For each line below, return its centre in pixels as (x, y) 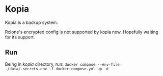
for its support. (20, 37)
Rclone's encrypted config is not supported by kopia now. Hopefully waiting (82, 32)
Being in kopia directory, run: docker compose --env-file (62, 64)
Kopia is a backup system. (32, 22)
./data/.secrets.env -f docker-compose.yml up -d (57, 69)
